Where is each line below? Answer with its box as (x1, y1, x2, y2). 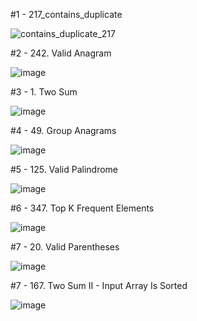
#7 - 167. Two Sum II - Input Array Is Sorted (10, 280, 188, 291)
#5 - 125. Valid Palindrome (10, 164, 119, 175)
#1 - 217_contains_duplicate (10, 9, 123, 20)
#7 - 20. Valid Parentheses (10, 241, 120, 253)
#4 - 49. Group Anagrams (10, 125, 117, 136)
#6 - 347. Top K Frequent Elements (10, 202, 155, 214)
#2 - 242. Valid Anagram (10, 47, 112, 59)
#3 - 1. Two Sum (10, 86, 78, 98)
